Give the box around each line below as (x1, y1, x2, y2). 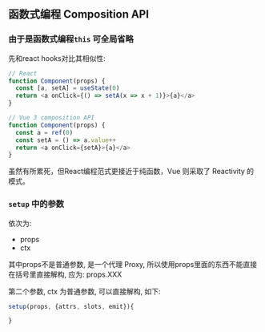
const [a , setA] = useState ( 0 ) (15, 84, 120, 92)
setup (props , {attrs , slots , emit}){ (8, 302, 135, 310)
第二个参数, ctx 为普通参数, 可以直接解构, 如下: (8, 286, 162, 296)
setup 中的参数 (8, 199, 65, 210)
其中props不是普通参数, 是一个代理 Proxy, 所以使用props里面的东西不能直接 (8, 259, 258, 269)
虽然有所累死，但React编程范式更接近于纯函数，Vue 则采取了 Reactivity (8, 167, 246, 176)
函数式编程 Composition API (8, 7, 150, 22)
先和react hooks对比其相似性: (8, 53, 106, 63)
